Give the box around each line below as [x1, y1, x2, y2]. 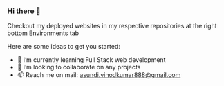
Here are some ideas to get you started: [7, 43, 121, 51]
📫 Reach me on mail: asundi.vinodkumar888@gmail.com [17, 71, 181, 79]
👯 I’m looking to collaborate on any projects [17, 63, 141, 72]
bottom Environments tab [7, 29, 80, 37]
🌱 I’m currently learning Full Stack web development [17, 56, 166, 64]
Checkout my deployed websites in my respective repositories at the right [7, 22, 217, 30]
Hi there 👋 [7, 6, 41, 16]
